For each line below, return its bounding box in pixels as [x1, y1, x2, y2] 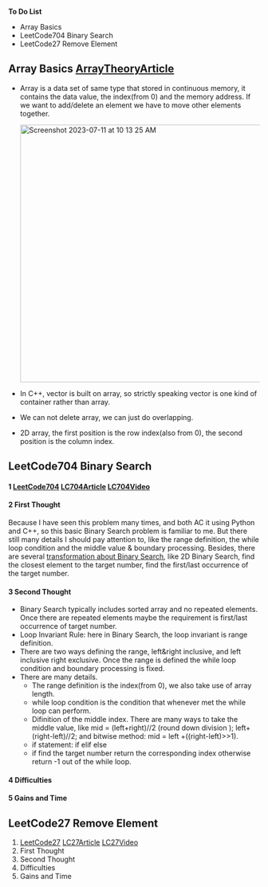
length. [31, 689, 55, 699]
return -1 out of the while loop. [31, 757, 132, 767]
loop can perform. [31, 706, 92, 716]
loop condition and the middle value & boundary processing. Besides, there [8, 544, 255, 552]
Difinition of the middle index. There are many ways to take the [31, 715, 238, 724]
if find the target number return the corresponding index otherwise [31, 748, 251, 758]
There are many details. [19, 673, 98, 682]
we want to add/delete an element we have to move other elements [19, 100, 242, 110]
